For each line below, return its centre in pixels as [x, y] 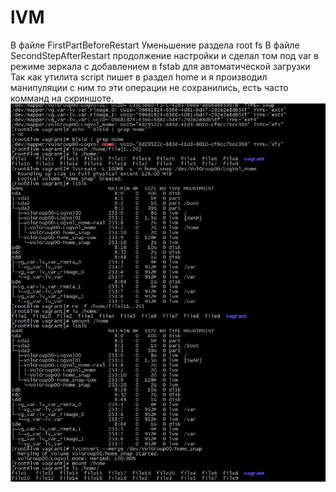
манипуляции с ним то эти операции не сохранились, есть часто [149, 87]
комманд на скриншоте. [62, 98]
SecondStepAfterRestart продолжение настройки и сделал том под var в [165, 55]
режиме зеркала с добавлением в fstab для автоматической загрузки [160, 66]
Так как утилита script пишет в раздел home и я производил [139, 77]
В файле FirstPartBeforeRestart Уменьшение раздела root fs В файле [155, 45]
